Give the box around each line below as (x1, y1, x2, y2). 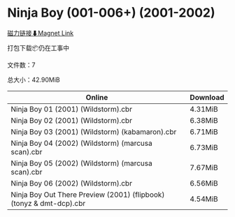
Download (190, 92, 225, 102)
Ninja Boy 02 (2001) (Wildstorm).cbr (10, 115, 133, 125)
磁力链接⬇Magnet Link (7, 29, 74, 37)
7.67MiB (190, 163, 218, 172)
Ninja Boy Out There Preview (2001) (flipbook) (10, 190, 165, 200)
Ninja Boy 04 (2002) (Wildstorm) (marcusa (10, 138, 152, 148)
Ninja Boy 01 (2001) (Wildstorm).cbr (10, 104, 133, 114)
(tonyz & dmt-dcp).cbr (10, 198, 86, 208)
